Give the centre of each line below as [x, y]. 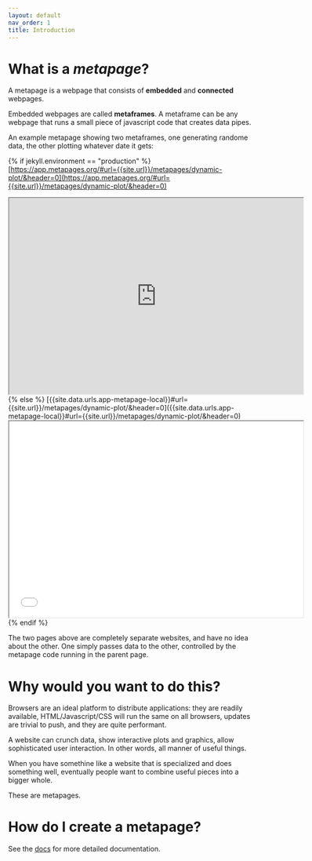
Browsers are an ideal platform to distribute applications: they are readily [125, 708]
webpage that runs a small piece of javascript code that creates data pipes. [130, 122]
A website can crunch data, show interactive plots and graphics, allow [121, 740]
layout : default [34, 15]
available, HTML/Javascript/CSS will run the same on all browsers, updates [129, 717]
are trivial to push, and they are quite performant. [87, 725]
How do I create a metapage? [105, 827]
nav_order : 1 [29, 23]
